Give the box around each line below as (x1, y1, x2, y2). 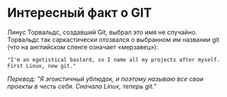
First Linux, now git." (7, 62, 77, 69)
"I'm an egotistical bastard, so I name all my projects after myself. (7, 56, 220, 64)
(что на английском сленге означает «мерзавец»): (7, 43, 159, 51)
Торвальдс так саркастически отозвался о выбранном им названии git (7, 35, 220, 43)
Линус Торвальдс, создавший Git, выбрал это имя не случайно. (7, 28, 198, 36)
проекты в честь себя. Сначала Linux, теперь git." (7, 82, 157, 90)
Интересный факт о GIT (7, 5, 152, 21)
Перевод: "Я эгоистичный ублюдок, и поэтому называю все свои (7, 75, 204, 83)
